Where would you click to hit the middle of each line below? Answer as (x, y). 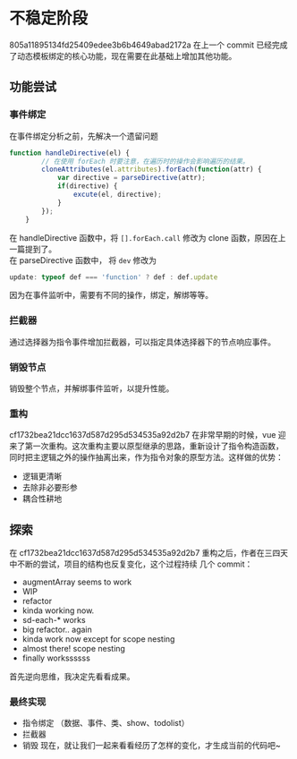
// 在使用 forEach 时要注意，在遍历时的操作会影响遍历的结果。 (145, 161)
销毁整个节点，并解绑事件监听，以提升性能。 (92, 388)
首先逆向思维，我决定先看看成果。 (72, 677)
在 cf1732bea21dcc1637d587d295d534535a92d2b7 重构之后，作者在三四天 (149, 553)
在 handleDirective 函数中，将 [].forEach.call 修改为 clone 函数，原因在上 (148, 237)
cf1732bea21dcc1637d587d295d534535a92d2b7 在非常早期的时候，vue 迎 (148, 435)
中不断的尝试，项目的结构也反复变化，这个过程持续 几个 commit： (131, 564)
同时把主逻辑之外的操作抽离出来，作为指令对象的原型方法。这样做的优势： (146, 457)
